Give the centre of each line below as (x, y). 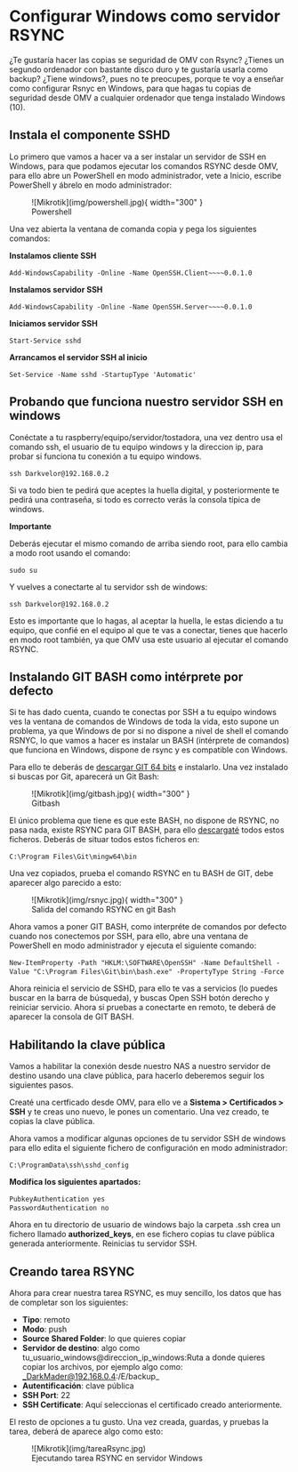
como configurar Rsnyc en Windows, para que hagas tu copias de (130, 88)
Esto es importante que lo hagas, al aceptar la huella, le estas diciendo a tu (146, 621)
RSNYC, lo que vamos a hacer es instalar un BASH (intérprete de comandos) (149, 741)
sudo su (24, 570)
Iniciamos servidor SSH (53, 323)
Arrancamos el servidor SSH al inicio (79, 357)
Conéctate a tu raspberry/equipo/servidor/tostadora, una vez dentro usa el (146, 437)
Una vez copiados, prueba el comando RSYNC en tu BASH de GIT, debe (141, 873)
